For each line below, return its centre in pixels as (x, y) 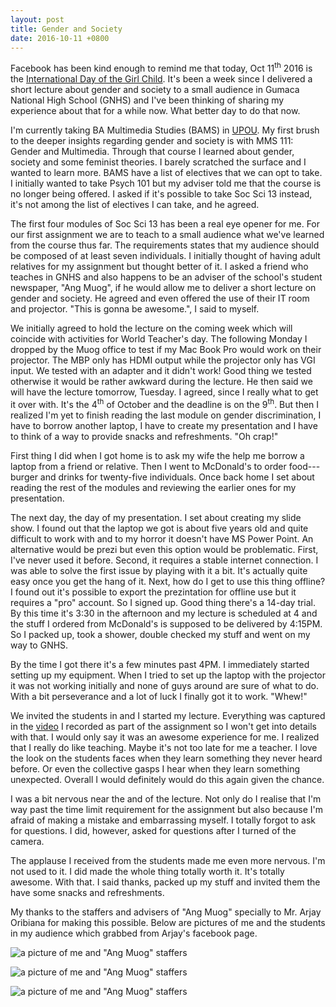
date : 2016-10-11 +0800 (60, 38)
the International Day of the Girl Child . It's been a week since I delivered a (161, 79)
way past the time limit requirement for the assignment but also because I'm (166, 809)
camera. (27, 841)
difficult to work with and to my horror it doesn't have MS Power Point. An (162, 538)
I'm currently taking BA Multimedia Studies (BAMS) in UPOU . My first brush (165, 130)
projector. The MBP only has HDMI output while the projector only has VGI (163, 360)
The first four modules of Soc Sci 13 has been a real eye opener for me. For (165, 224)
